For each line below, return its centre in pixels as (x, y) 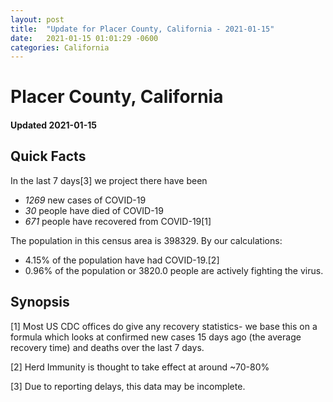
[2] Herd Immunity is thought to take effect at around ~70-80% (140, 367)
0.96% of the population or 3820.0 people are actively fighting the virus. (174, 270)
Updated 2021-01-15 (53, 125)
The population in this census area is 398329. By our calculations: (146, 240)
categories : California (60, 47)
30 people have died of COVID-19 (94, 210)
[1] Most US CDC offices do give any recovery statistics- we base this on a (164, 326)
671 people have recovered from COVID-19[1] (118, 221)
